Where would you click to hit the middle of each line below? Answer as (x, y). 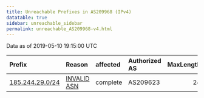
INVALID (78, 79)
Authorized (145, 61)
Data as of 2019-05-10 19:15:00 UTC (52, 46)
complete (109, 82)
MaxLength (184, 65)
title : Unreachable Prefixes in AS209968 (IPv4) (69, 12)
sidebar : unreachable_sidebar (45, 23)
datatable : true (27, 18)
